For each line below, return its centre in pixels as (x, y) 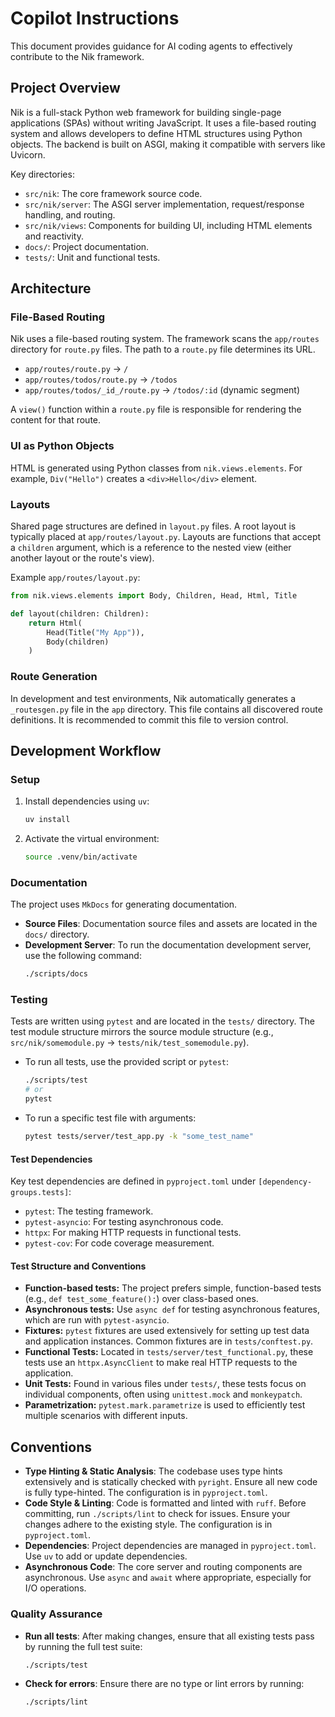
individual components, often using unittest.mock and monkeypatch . (163, 1394)
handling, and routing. (70, 214)
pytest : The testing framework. (89, 1211)
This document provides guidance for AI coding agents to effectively (151, 46)
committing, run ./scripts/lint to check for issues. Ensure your (157, 1514)
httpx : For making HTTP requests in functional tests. (133, 1233)
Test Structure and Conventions (78, 1266)
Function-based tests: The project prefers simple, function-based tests (173, 1288)
